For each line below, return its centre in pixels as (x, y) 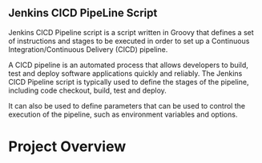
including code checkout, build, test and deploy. (87, 90)
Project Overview (67, 146)
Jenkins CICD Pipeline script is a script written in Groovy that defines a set (131, 32)
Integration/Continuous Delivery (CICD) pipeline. (88, 49)
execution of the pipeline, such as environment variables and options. (123, 114)
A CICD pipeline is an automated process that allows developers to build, (128, 65)
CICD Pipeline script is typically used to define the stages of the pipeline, (129, 81)
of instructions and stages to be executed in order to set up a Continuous (129, 41)
